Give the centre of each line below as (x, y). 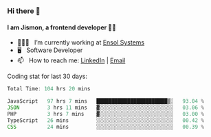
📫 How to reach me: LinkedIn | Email (71, 60)
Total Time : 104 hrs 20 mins (49, 89)
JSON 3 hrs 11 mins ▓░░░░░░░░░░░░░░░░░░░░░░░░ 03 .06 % (106, 108)
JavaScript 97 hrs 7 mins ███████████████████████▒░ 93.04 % (106, 101)
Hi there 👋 (24, 11)
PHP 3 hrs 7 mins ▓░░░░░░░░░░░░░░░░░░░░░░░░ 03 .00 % (106, 114)
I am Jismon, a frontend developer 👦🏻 (62, 27)
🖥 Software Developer (50, 50)
